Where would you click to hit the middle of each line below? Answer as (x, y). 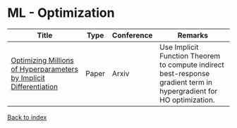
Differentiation (35, 87)
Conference (132, 35)
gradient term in (186, 82)
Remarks (193, 35)
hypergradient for (189, 91)
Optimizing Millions (42, 60)
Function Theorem (190, 56)
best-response (185, 73)
